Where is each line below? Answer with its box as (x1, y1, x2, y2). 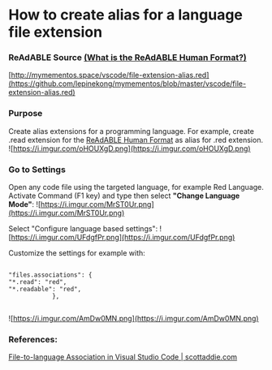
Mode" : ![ (8, 200, 41, 209)
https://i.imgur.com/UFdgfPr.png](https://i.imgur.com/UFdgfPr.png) (11, 233, 235, 243)
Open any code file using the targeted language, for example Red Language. (8, 183, 264, 192)
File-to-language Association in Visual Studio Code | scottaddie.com (8, 352, 238, 362)
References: (8, 334, 58, 345)
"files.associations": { (8, 271, 93, 279)
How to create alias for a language (8, 6, 244, 24)
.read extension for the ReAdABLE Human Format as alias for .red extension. (8, 135, 264, 144)
